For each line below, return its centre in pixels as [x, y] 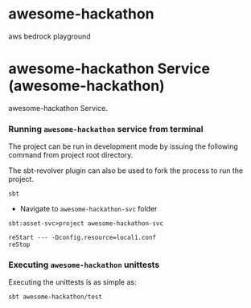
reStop [19, 245]
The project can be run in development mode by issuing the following [123, 146]
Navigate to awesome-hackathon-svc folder [88, 209]
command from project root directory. [71, 155]
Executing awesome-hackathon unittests [84, 265]
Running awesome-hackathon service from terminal [106, 129]
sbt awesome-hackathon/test [56, 297]
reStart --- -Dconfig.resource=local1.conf [82, 238]
